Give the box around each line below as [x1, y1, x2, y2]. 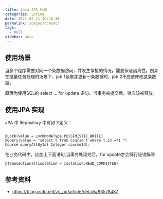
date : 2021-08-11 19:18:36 [5, 16, 60, 21]
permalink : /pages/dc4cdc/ [5, 20, 60, 26]
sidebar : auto [5, 35, 34, 40]
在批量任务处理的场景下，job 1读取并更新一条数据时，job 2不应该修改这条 [5, 74, 152, 80]
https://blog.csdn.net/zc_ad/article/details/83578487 [12, 189, 119, 195]
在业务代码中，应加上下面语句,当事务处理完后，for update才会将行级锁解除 [5, 151, 155, 157]
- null [9, 30, 23, 35]
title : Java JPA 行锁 [5, 7, 48, 12]
